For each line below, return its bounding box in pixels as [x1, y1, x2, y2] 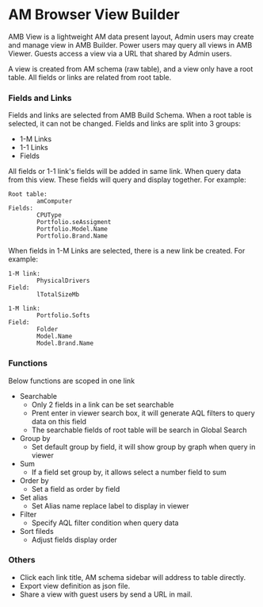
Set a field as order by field [31, 484, 120, 493]
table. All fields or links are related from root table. [8, 72, 172, 82]
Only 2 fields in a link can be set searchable [31, 400, 174, 409]
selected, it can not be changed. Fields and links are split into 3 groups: [8, 119, 242, 129]
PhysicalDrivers [36, 276, 90, 285]
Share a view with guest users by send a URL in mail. [19, 590, 192, 599]
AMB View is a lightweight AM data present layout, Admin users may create [8, 32, 254, 41]
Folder [36, 326, 59, 334]
